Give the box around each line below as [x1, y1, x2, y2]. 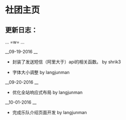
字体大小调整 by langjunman [12, 70, 70, 75]
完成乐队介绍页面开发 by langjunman [12, 110, 87, 115]
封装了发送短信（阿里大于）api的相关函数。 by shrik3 [12, 59, 121, 65]
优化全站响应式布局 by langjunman [12, 89, 83, 95]
